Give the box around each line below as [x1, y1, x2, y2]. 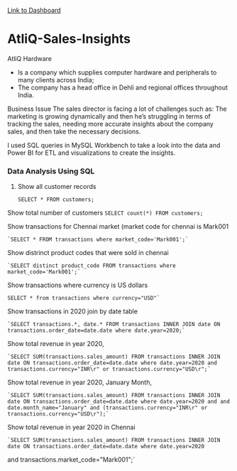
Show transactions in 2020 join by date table [7, 307, 138, 315]
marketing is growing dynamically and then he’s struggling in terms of [7, 112, 211, 120]
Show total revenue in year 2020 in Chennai [7, 423, 136, 432]
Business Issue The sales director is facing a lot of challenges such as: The [7, 104, 227, 113]
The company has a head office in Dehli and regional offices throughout [17, 83, 228, 92]
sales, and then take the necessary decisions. [7, 127, 141, 136]
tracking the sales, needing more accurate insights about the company [7, 119, 214, 128]
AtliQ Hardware [7, 54, 52, 63]
